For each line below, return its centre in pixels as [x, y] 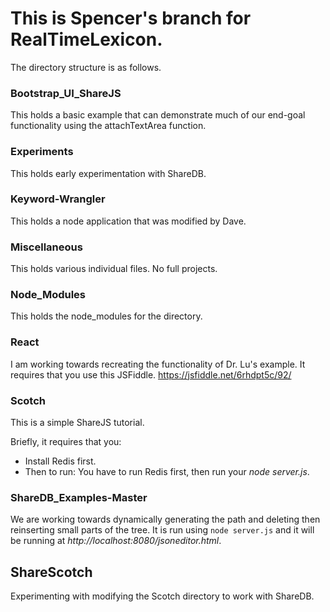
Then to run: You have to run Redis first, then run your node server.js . [167, 472]
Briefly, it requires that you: [66, 442]
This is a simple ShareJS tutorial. [77, 423]
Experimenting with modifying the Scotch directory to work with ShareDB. [162, 596]
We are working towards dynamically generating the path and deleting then [165, 519]
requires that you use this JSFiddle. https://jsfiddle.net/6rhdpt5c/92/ [151, 374]
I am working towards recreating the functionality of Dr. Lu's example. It [158, 364]
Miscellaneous [46, 247]
